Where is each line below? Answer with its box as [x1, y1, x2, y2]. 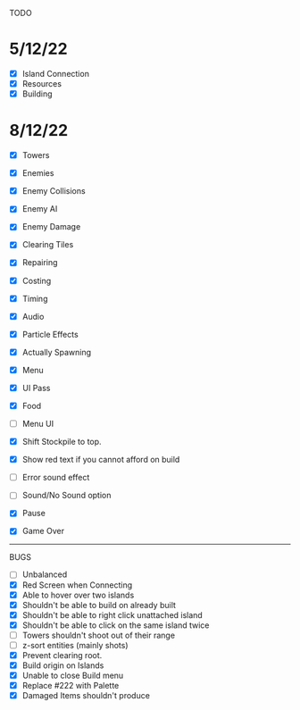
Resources [21, 79, 62, 88]
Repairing [21, 257, 58, 268]
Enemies [21, 168, 54, 179]
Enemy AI [21, 204, 58, 214]
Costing [21, 275, 52, 286]
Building [21, 88, 53, 99]
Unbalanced [21, 569, 68, 580]
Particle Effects [21, 329, 79, 339]
